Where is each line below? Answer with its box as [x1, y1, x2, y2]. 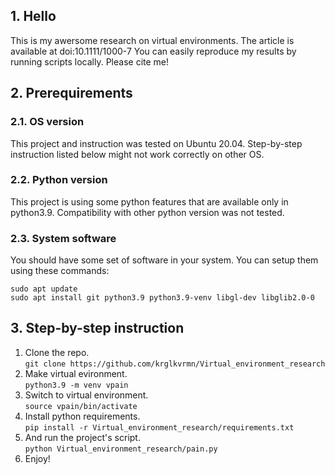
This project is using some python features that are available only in [10, 195, 289, 208]
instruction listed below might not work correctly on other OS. [10, 148, 265, 160]
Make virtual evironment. [24, 367, 128, 379]
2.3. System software [10, 231, 117, 245]
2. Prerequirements [10, 85, 133, 102]
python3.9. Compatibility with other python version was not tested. [10, 206, 285, 218]
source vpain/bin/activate [24, 401, 138, 411]
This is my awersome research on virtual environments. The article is [10, 34, 295, 46]
